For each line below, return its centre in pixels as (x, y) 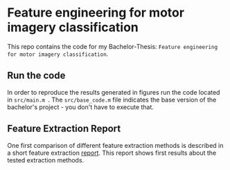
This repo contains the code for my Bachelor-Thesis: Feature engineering (113, 46)
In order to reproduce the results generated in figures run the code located (114, 92)
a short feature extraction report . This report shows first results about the (112, 153)
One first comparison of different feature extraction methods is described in (115, 145)
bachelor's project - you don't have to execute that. (81, 107)
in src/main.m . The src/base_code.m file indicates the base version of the (112, 100)
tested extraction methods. (46, 160)
